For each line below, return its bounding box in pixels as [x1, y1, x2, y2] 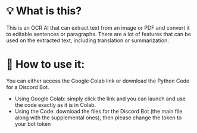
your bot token [14, 120, 51, 127]
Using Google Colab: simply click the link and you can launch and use [14, 95, 186, 102]
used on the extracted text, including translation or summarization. [6, 37, 170, 44]
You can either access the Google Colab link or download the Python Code [6, 77, 190, 84]
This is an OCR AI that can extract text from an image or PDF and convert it [6, 24, 190, 31]
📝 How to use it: [6, 58, 85, 71]
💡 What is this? [6, 4, 82, 18]
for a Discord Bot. [6, 83, 49, 90]
